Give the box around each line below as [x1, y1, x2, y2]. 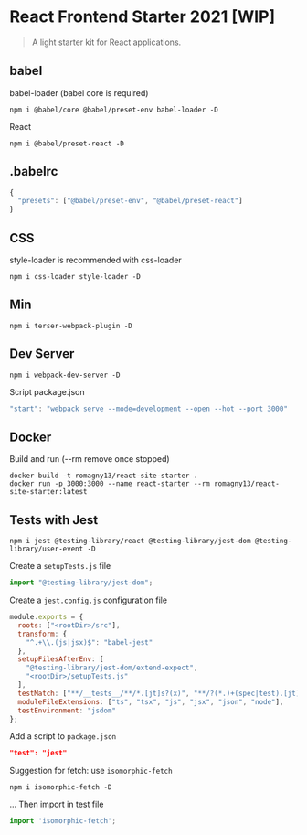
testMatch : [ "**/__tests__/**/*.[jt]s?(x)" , [17, 689, 190, 698]
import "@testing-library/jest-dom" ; [9, 578, 153, 587]
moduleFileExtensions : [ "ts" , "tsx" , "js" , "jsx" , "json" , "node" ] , [17, 697, 284, 706]
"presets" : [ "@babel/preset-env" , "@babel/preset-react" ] [17, 197, 244, 206]
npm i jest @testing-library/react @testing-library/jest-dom [9, 537, 251, 546]
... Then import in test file [9, 798, 104, 810]
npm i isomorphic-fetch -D [9, 783, 112, 792]
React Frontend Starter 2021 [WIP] [9, 6, 276, 27]
